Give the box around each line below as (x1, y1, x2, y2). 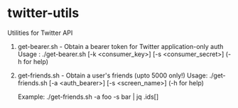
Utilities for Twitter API (7, 28, 73, 37)
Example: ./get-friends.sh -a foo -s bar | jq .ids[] (17, 92, 159, 101)
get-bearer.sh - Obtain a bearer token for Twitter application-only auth (17, 42, 224, 50)
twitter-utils (7, 5, 80, 21)
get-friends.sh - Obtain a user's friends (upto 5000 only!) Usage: (17, 71, 208, 80)
